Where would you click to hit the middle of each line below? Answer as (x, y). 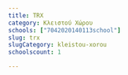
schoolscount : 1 (35, 52)
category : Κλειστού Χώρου (50, 23)
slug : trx (24, 37)
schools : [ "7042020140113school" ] (65, 30)
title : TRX (26, 15)
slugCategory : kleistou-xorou (58, 45)
